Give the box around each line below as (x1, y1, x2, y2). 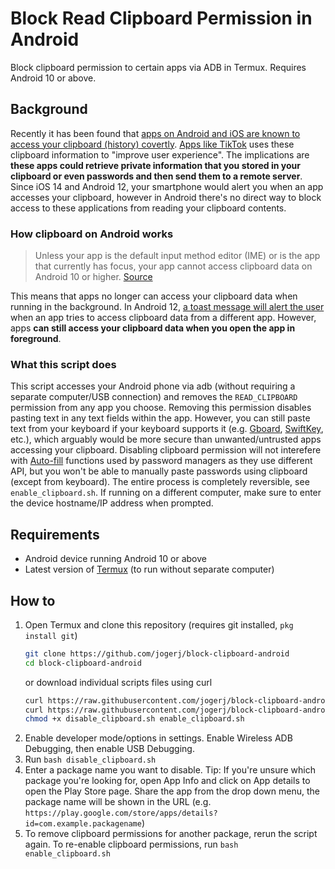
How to (10, 592, 56, 609)
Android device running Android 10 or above (24, 553, 207, 565)
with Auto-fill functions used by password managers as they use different (10, 455, 313, 467)
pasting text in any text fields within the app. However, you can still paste (10, 412, 311, 424)
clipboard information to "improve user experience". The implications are (10, 148, 310, 161)
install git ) (24, 629, 78, 641)
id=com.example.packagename (24, 819, 142, 829)
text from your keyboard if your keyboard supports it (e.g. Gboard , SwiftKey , (10, 423, 324, 435)
